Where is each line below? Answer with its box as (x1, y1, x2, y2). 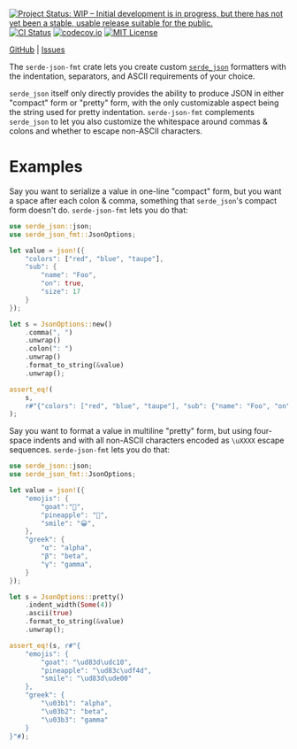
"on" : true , (41, 279, 86, 288)
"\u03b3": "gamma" (41, 715, 109, 724)
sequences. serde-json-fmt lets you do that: (9, 444, 171, 455)
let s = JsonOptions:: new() (9, 320, 113, 328)
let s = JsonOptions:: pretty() (9, 592, 125, 601)
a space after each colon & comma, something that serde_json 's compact (9, 195, 278, 205)
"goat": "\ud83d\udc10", (41, 658, 133, 667)
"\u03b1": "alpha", (41, 699, 113, 708)
